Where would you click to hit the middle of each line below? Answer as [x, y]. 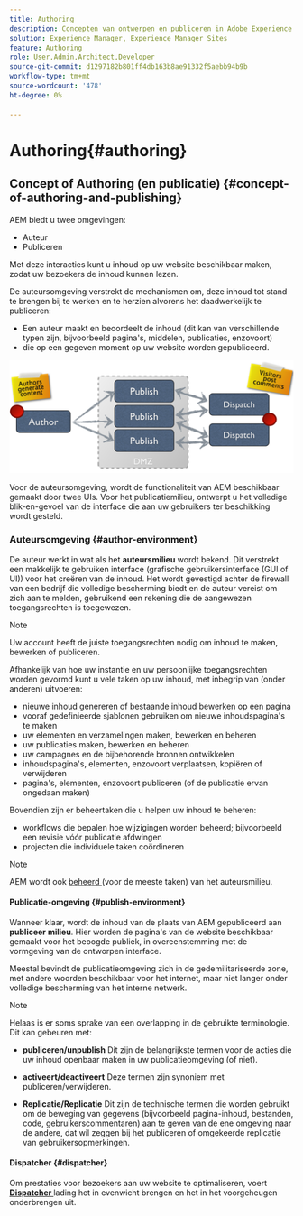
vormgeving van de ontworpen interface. [86, 951]
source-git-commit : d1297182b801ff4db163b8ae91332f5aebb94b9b [129, 67]
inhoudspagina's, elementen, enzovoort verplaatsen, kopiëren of [142, 764]
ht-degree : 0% [36, 95]
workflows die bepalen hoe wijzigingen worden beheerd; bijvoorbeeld [152, 827]
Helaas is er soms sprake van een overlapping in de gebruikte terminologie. [150, 1022]
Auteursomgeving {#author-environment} [104, 540]
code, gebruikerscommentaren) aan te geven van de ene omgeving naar [157, 1123]
